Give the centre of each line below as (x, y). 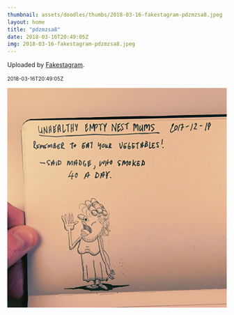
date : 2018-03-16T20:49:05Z (48, 37)
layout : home (26, 22)
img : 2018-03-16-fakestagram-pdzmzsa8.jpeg (71, 44)
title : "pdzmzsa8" (34, 29)
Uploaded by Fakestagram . (46, 65)
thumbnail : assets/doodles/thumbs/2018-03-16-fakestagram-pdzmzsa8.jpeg (115, 15)
